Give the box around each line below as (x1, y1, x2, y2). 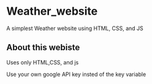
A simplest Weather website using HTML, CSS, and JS (6, 25, 144, 32)
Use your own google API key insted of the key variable (6, 71, 146, 78)
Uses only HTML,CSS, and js (6, 58, 79, 66)
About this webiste (6, 42, 80, 53)
